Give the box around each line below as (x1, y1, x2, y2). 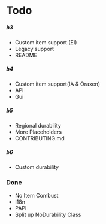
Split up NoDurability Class (14, 211, 81, 219)
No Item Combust (14, 192, 59, 199)
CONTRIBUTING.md (14, 135, 65, 142)
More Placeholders (14, 128, 62, 135)
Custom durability (14, 164, 59, 171)
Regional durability (14, 122, 62, 129)
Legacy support (14, 46, 54, 53)
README (14, 52, 38, 59)
